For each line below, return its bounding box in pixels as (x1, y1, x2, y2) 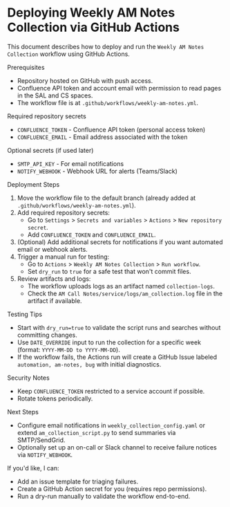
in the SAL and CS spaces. (17, 91, 93, 100)
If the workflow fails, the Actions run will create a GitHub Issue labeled (17, 353, 218, 361)
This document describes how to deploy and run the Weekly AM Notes (7, 42, 204, 50)
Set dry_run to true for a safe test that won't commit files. (27, 267, 191, 275)
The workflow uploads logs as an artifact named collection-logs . (27, 282, 215, 290)
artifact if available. (27, 296, 82, 305)
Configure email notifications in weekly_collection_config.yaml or (17, 421, 206, 430)
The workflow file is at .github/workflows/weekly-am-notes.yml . (17, 98, 199, 107)
